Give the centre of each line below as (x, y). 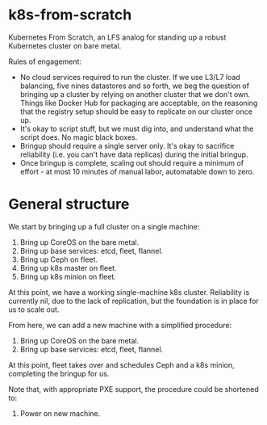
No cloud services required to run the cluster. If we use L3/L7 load (130, 77)
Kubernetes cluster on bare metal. (65, 45)
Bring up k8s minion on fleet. (68, 276)
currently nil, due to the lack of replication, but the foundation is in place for (134, 301)
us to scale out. (34, 309)
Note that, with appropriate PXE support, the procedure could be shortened (134, 389)
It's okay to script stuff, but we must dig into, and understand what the (137, 128)
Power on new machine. (60, 413)
